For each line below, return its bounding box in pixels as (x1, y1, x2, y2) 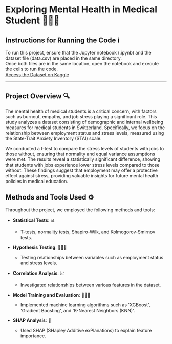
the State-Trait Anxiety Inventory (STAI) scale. (5, 135, 102, 141)
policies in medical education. (5, 178, 68, 184)
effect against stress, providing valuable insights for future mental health (5, 172, 159, 178)
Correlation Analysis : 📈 (12, 270, 65, 276)
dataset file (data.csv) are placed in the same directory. (5, 55, 122, 61)
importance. (20, 333, 46, 339)
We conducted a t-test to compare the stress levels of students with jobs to (5, 145, 164, 151)
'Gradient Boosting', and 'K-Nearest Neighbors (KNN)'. (20, 307, 135, 313)
